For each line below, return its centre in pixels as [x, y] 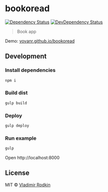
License [17, 173]
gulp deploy [17, 126]
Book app [27, 31]
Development [26, 56]
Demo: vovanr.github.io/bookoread [40, 41]
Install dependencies [30, 70]
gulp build [16, 103]
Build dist [16, 93]
